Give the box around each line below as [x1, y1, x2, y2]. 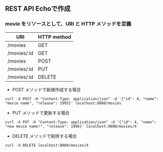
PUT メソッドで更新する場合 [12, 109, 70, 116]
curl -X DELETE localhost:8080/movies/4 [5, 143, 89, 148]
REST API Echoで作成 [5, 4, 71, 13]
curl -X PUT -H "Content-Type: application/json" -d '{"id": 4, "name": [5, 119, 157, 125]
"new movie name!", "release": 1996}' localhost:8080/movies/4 [5, 124, 137, 129]
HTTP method [38, 33, 71, 40]
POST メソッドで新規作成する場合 [12, 87, 81, 92]
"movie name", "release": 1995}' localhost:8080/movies [5, 101, 121, 106]
